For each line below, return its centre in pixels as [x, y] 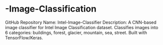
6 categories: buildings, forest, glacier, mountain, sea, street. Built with [76, 32]
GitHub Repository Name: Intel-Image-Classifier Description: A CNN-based [81, 22]
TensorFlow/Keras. [24, 38]
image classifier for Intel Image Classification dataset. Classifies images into [82, 27]
